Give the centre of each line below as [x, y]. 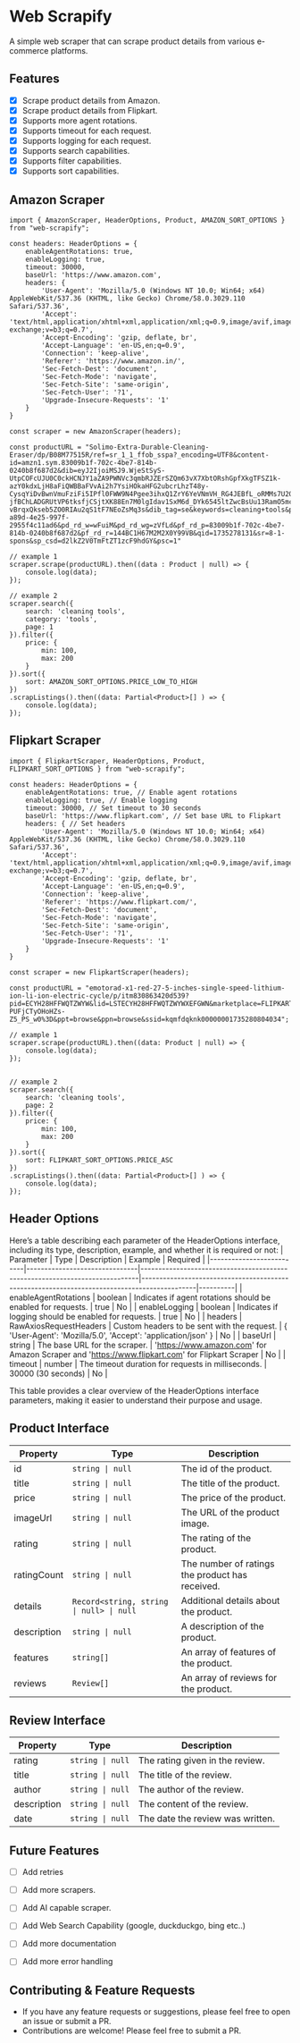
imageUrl [33, 1517]
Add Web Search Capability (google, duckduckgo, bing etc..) [134, 1926]
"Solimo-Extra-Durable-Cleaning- [147, 447]
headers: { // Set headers [75, 823]
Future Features [54, 1850]
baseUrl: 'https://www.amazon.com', [94, 275]
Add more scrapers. [59, 1890]
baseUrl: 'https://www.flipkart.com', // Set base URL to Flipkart [153, 815]
